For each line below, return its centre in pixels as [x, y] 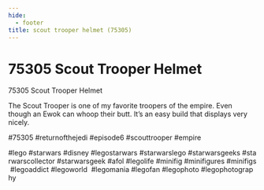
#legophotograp [227, 170]
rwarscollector [32, 161]
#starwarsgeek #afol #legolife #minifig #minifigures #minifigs [156, 161]
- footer [30, 23]
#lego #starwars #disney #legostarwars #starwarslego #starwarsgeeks [124, 153]
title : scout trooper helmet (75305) [70, 30]
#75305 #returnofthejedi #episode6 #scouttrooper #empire [105, 137]
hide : [17, 15]
